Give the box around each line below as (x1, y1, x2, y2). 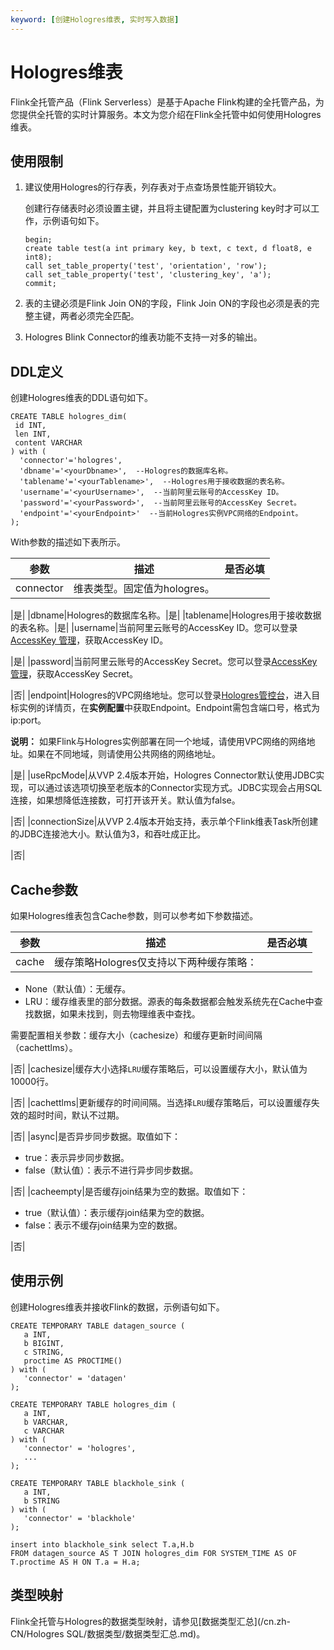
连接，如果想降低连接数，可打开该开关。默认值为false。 (10, 794, 241, 806)
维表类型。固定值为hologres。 (73, 582, 215, 596)
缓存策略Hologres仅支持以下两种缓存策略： (54, 956, 258, 969)
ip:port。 (10, 714, 47, 726)
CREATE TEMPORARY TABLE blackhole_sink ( (10, 1478, 186, 1488)
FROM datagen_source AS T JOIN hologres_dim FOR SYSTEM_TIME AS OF (10, 1548, 298, 1558)
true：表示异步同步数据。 (24, 1152, 130, 1163)
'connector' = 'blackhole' (23, 1513, 137, 1523)
